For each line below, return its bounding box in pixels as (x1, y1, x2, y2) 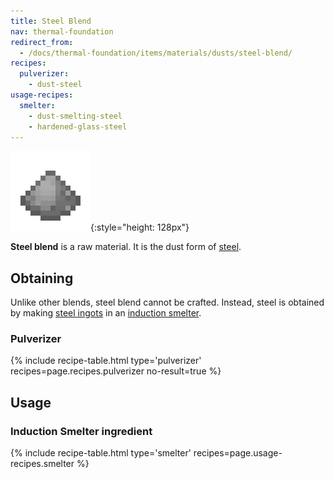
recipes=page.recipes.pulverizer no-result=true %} (10, 365, 222, 377)
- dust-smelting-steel (28, 111, 123, 121)
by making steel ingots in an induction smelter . (10, 307, 202, 319)
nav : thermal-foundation (10, 26, 114, 37)
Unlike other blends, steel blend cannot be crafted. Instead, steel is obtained (10, 296, 325, 309)
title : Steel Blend (10, 16, 92, 26)
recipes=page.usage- (193, 447, 283, 459)
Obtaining (10, 270, 74, 287)
